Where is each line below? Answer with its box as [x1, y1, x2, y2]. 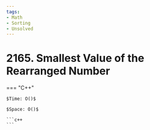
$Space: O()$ [6, 107, 39, 113]
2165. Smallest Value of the [6, 52, 145, 65]
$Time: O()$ [6, 96, 36, 102]
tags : [6, 8, 20, 15]
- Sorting [6, 20, 31, 26]
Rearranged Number [6, 64, 110, 78]
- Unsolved [6, 25, 34, 32]
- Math [6, 14, 23, 20]
